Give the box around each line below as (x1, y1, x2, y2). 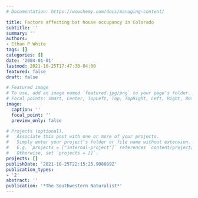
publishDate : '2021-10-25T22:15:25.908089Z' (6, 161, 117, 167)
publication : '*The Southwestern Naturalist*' (6, 183, 123, 189)
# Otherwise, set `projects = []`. (6, 150, 99, 156)
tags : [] (6, 47, 28, 53)
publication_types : (6, 166, 54, 173)
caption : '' (11, 107, 41, 113)
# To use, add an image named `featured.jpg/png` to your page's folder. (6, 90, 192, 96)
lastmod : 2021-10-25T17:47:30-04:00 (6, 63, 96, 69)
